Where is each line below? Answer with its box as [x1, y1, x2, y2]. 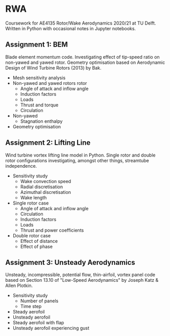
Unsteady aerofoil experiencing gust [12, 325, 89, 331]
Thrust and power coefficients [20, 227, 84, 233]
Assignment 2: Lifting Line [5, 139, 91, 147]
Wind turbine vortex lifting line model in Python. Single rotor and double [5, 152, 156, 158]
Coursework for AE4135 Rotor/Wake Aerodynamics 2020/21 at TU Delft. [5, 20, 156, 26]
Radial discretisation [20, 184, 63, 190]
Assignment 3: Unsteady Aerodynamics [5, 258, 135, 266]
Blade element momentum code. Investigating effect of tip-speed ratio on [5, 54, 160, 60]
